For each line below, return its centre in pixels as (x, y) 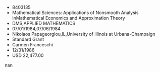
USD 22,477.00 (28, 55)
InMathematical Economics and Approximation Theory (68, 18)
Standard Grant (28, 39)
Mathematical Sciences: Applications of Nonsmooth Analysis (75, 13)
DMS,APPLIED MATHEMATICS (44, 23)
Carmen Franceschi (33, 45)
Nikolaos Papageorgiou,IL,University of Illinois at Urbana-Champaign (84, 34)
